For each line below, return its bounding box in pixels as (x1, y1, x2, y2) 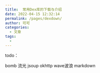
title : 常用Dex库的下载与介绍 (5, 7, 62, 12)
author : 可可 (5, 20, 30, 26)
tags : (5, 34, 16, 39)
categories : (5, 25, 29, 30)
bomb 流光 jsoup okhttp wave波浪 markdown (5, 62, 96, 68)
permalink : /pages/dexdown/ (5, 16, 62, 21)
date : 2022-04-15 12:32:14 (5, 12, 60, 16)
